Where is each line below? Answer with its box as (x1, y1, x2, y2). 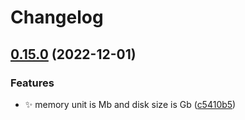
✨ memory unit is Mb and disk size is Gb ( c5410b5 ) (24, 98, 237, 110)
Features (10, 76, 55, 90)
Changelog (10, 6, 104, 29)
